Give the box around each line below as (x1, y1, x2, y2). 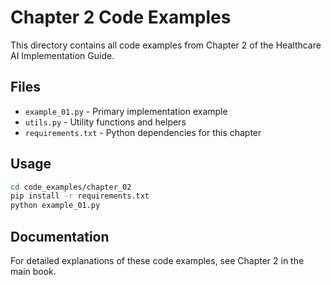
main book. (10, 266, 57, 277)
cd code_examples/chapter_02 (10, 182, 132, 192)
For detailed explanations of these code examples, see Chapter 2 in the (10, 255, 305, 266)
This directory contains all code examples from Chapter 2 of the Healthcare (10, 39, 322, 51)
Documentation (10, 228, 110, 245)
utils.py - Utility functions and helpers (24, 116, 187, 128)
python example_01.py (10, 201, 101, 211)
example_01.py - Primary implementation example (24, 105, 228, 117)
